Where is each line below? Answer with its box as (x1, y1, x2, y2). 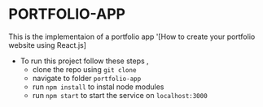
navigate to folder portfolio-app (32, 73, 142, 83)
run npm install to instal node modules (32, 82, 164, 92)
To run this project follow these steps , (20, 56, 149, 66)
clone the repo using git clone (32, 64, 137, 74)
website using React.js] (8, 40, 87, 49)
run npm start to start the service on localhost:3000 (32, 90, 208, 100)
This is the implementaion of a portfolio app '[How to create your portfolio (8, 32, 256, 41)
